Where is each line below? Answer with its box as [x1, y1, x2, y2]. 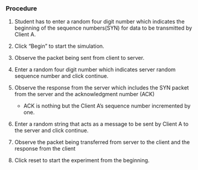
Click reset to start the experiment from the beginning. [14, 157, 150, 164]
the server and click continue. [14, 127, 89, 134]
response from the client [14, 145, 76, 152]
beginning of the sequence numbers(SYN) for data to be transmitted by [14, 24, 193, 31]
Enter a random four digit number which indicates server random [14, 66, 176, 73]
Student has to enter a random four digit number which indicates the [14, 18, 185, 25]
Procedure [5, 4, 37, 13]
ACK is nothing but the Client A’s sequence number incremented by [23, 102, 191, 110]
